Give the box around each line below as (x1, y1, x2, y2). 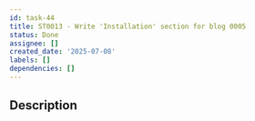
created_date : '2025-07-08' (9, 47, 117, 56)
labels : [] (9, 55, 51, 65)
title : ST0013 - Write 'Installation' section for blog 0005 (9, 22, 247, 31)
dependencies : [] (9, 65, 76, 74)
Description (9, 97, 77, 114)
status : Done (9, 30, 59, 39)
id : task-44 (9, 13, 55, 23)
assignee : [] (9, 38, 59, 48)
